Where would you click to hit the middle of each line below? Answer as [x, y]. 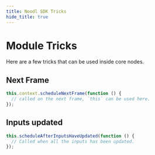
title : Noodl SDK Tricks [36, 11]
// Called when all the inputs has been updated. [73, 141]
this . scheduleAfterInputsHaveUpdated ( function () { [70, 136]
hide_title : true [27, 17]
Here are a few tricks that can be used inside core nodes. [75, 62]
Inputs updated [35, 123]
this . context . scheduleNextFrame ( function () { [64, 94]
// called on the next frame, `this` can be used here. [81, 99]
